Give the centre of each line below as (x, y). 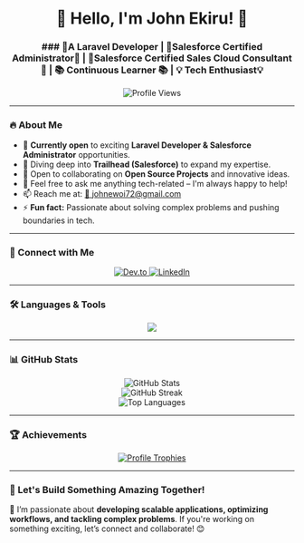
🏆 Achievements (48, 434)
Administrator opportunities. (76, 154)
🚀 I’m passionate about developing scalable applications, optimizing (139, 509)
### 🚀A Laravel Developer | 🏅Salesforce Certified (152, 47)
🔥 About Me (36, 125)
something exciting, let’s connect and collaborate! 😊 (107, 528)
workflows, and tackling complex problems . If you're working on (132, 519)
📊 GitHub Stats (44, 360)
